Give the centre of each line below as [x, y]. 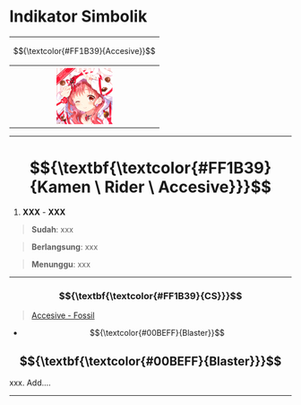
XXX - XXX [44, 212]
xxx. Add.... [30, 383]
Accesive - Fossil [63, 315]
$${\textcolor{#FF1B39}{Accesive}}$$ [84, 50]
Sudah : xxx [52, 230]
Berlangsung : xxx [64, 247]
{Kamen [60, 187]
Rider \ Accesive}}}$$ [188, 187]
